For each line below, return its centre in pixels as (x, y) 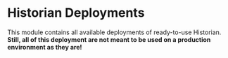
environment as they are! (45, 47)
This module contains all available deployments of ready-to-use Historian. (114, 32)
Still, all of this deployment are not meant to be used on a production (109, 39)
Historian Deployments (76, 13)
